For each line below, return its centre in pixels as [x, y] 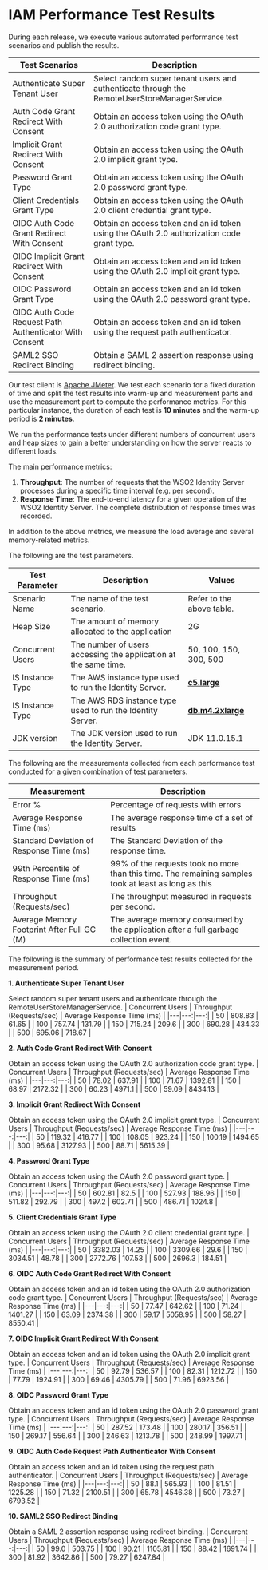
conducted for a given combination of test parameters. [98, 771]
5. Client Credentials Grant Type [63, 1217]
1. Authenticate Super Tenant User [67, 983]
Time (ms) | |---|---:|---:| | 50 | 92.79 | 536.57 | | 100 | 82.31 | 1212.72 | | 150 [133, 1370]
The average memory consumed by [177, 919]
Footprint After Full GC [54, 930]
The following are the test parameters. [71, 555]
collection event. [142, 939]
